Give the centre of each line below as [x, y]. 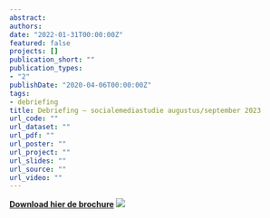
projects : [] [34, 52]
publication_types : [46, 69]
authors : [26, 26]
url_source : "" [38, 169]
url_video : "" [36, 177]
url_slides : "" [38, 161]
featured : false [40, 43]
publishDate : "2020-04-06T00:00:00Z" [81, 85]
